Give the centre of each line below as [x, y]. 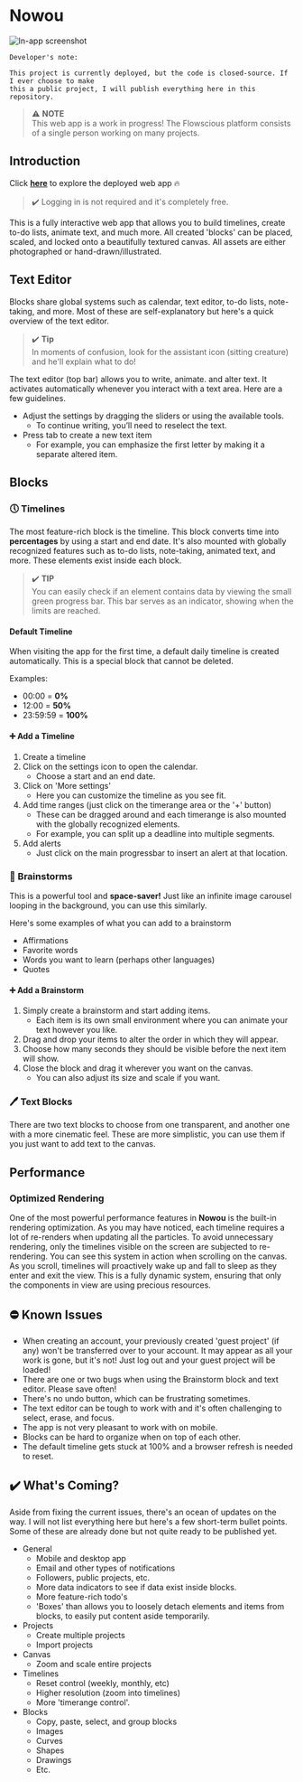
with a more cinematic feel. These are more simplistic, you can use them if [147, 1134]
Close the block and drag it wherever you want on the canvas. [138, 1068]
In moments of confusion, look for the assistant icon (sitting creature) [160, 352]
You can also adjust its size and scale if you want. [128, 1078]
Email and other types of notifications [106, 1568]
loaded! [37, 1369]
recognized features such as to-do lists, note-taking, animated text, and [142, 551]
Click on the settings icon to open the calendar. [110, 766]
